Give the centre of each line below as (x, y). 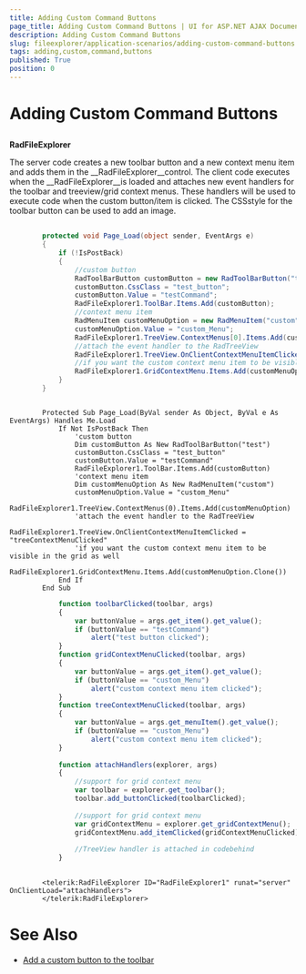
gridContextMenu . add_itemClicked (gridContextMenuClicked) (187, 832)
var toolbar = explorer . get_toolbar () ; (150, 790)
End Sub (56, 588)
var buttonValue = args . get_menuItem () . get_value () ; (177, 723)
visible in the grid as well (65, 556)
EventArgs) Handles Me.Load (63, 421)
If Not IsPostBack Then (103, 429)
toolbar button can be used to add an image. (93, 211)
